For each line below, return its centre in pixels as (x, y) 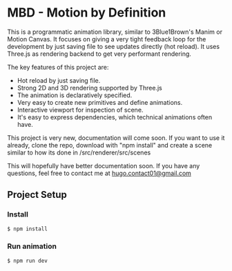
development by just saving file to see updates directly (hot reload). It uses (113, 46)
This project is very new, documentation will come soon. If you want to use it (116, 138)
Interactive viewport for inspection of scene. (80, 110)
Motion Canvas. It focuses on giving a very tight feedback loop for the (107, 39)
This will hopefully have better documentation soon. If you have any (104, 165)
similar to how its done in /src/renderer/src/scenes (79, 152)
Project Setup (37, 195)
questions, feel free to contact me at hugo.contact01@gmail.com (99, 173)
